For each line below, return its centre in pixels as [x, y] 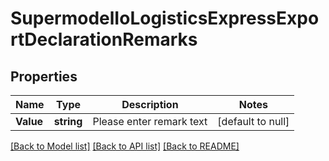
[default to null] [253, 121]
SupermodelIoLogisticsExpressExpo [165, 18]
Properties [44, 76]
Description [150, 104]
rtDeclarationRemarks [104, 39]
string [68, 121]
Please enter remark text [150, 121]
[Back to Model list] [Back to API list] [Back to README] [125, 146]
